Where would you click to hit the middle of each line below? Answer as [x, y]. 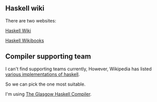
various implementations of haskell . [43, 74]
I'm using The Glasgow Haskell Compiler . [49, 94]
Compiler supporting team [48, 56]
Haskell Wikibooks [25, 40]
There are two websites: [31, 20]
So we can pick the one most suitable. [46, 84]
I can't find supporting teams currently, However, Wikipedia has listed [78, 69]
